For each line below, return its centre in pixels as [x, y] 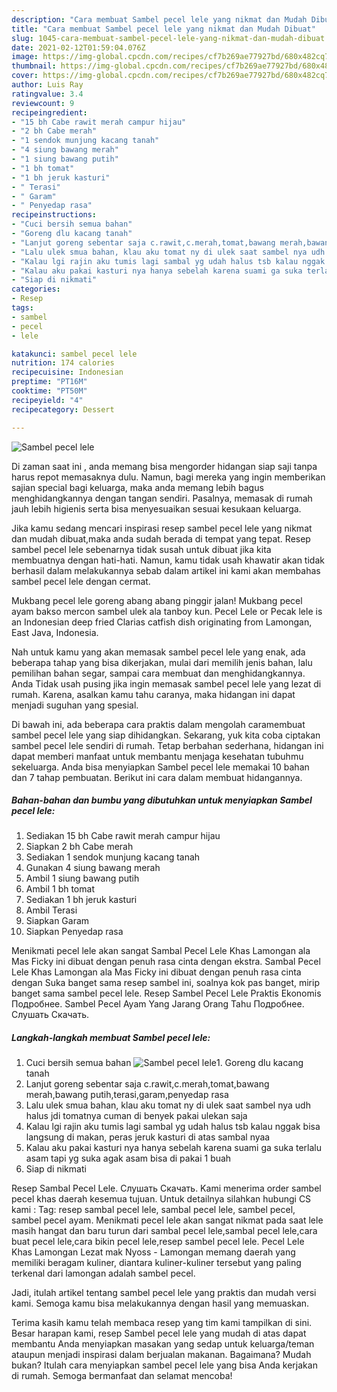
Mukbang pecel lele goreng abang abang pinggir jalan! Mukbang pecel [157, 600]
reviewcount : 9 [43, 103]
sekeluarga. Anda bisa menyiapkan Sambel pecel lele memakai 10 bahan [160, 767]
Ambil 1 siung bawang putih [82, 878]
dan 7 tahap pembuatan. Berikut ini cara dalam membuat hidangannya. [157, 777]
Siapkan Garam [57, 921]
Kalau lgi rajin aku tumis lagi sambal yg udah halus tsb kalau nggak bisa [173, 1127]
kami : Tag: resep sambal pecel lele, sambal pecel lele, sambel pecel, [153, 1210]
